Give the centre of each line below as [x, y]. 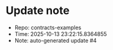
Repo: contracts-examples [48, 27]
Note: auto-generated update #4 [56, 40]
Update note [38, 11]
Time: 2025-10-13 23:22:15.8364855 [61, 34]
